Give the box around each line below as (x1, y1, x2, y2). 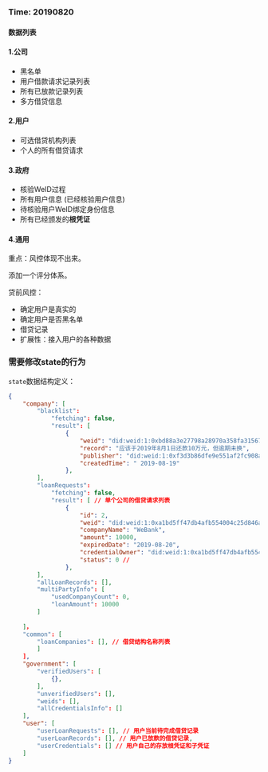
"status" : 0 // (79, 555, 130, 564)
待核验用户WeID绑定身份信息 (19, 205, 115, 214)
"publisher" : (79, 451, 124, 460)
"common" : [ (22, 630, 62, 638)
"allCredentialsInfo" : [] (37, 705, 124, 713)
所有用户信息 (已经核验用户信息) (19, 194, 125, 204)
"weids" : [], (37, 697, 81, 706)
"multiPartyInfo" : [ (37, 586, 105, 594)
